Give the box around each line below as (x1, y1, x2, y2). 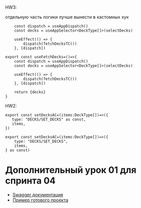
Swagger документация (12, 191, 63, 197)
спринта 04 (5, 175, 56, 186)
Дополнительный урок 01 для (5, 164, 136, 176)
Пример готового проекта (12, 197, 68, 203)
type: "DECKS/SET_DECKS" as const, (11, 117, 86, 122)
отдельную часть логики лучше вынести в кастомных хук (5, 14, 129, 20)
